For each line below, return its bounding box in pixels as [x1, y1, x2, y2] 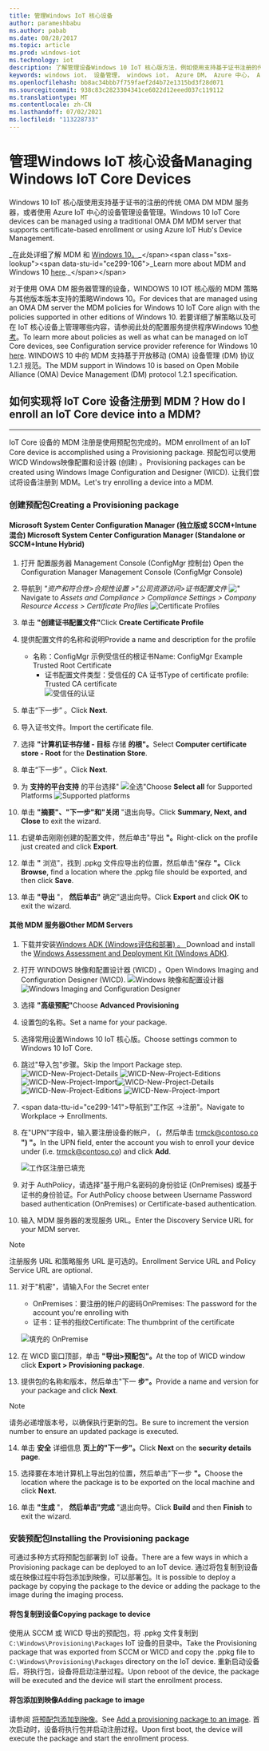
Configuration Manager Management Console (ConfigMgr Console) [20, 567, 243, 576]
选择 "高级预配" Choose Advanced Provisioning [20, 1000, 180, 1010]
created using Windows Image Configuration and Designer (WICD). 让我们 [9, 467, 253, 477]
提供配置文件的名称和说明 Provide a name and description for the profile [20, 634, 256, 644]
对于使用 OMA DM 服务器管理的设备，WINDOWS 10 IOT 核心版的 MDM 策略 [9, 283, 258, 293]
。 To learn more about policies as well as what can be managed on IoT [16, 332, 249, 342]
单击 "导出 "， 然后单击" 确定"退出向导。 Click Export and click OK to [20, 892, 248, 901]
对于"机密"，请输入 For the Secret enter [20, 1282, 150, 1291]
